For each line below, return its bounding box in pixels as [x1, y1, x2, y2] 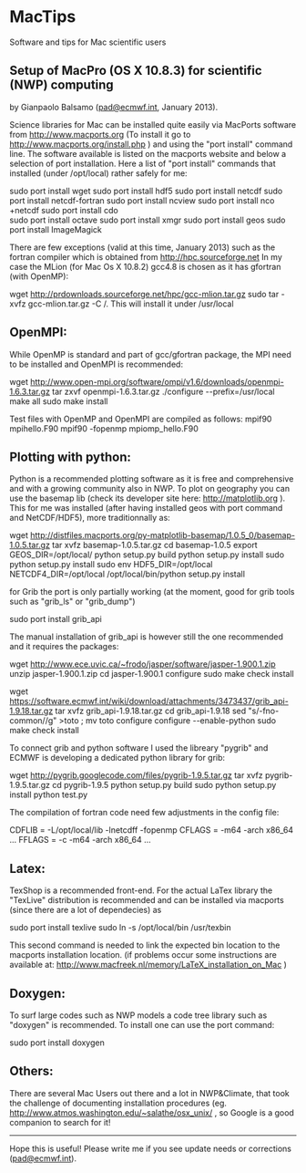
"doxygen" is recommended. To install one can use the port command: [9, 1020, 275, 1030]
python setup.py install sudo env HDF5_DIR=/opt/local [9, 559, 213, 570]
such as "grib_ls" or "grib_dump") [9, 596, 136, 607]
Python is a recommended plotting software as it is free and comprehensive [9, 473, 294, 484]
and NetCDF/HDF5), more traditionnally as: [9, 513, 170, 524]
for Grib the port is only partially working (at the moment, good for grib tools [9, 586, 295, 597]
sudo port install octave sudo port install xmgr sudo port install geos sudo [9, 214, 286, 225]
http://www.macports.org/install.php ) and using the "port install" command [9, 139, 293, 150]
